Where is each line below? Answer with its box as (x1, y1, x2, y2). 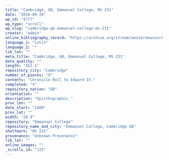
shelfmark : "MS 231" (5, 128, 49, 133)
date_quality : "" (5, 59, 42, 64)
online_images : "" (5, 142, 44, 148)
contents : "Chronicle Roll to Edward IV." (5, 77, 96, 82)
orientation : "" (5, 91, 39, 96)
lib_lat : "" (5, 138, 30, 143)
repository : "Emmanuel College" (5, 119, 73, 124)
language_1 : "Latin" (5, 40, 49, 45)
